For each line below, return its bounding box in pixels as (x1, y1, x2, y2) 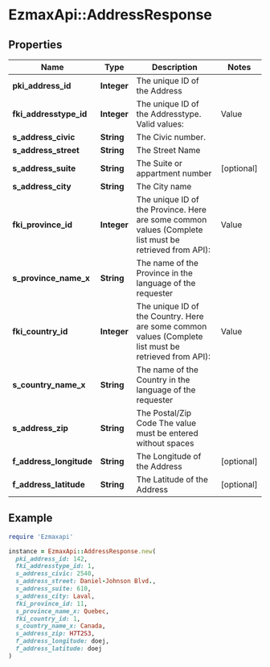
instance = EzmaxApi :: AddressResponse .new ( (8, 547, 157, 555)
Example (8, 512, 53, 525)
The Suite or (136, 158, 183, 168)
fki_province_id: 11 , (15, 599, 88, 607)
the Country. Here (136, 311, 204, 321)
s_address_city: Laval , (15, 592, 95, 600)
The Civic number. (136, 131, 207, 143)
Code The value (136, 417, 197, 429)
